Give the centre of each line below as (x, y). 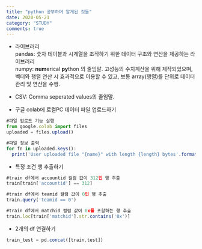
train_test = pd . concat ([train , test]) (55, 240)
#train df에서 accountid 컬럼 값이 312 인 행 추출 (63, 178)
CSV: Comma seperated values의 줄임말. (65, 97)
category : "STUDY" (29, 23)
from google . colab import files (47, 127)
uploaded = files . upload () (40, 132)
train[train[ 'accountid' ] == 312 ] (50, 183)
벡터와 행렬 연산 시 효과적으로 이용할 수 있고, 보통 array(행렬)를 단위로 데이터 (105, 76)
